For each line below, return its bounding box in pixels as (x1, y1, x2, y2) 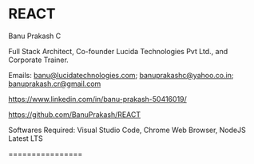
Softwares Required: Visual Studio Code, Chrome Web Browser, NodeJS (8, 125, 246, 135)
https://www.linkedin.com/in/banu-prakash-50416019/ (8, 94, 188, 103)
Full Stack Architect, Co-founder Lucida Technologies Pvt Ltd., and (8, 46, 228, 56)
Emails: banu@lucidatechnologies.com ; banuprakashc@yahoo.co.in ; (8, 70, 234, 80)
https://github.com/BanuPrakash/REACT (8, 109, 141, 119)
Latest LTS (8, 133, 43, 143)
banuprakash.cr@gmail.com (8, 79, 101, 88)
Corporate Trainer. (8, 55, 69, 64)
